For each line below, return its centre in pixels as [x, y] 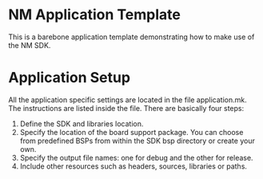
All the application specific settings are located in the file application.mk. [128, 99]
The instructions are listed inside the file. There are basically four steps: [126, 108]
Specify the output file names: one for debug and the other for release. [136, 157]
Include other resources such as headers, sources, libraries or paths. [133, 166]
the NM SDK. [30, 45]
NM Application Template [95, 15]
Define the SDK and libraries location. [82, 123]
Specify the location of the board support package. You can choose [131, 132]
